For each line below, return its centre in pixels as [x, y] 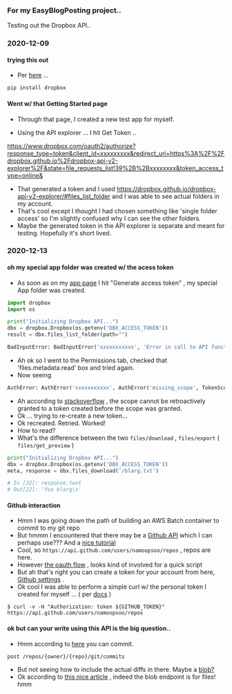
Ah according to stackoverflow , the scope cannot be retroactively [111, 401]
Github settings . [40, 580]
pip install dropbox [37, 88]
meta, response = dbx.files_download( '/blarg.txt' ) [83, 471]
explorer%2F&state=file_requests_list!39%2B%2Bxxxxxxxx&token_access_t [115, 168]
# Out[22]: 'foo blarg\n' [44, 490]
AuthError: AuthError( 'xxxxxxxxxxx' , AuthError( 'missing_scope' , [103, 388]
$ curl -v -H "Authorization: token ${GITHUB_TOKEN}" [86, 607]
